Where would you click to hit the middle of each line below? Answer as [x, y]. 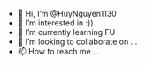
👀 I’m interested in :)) [56, 23]
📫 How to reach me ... [58, 51]
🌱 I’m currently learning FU [66, 32]
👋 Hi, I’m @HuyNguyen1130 [67, 14]
